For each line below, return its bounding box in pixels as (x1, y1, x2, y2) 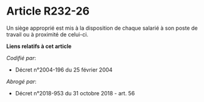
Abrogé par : (6, 78, 37, 85)
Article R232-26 (6, 4, 90, 18)
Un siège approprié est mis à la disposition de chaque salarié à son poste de (6, 24, 198, 32)
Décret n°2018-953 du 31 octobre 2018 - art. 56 (15, 89, 135, 97)
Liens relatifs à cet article (6, 42, 72, 50)
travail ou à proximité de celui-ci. (6, 30, 88, 38)
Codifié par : (6, 54, 37, 61)
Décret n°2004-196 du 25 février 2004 (15, 66, 113, 73)
